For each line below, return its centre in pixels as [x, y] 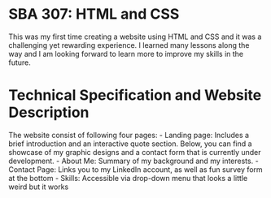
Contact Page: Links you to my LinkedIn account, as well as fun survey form [135, 169]
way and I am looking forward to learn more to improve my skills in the [126, 54]
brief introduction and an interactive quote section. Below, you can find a [130, 144]
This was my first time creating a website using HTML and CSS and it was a [135, 37]
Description [49, 112]
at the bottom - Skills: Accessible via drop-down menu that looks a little [128, 178]
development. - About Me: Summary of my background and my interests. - [133, 161]
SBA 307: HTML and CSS [94, 14]
